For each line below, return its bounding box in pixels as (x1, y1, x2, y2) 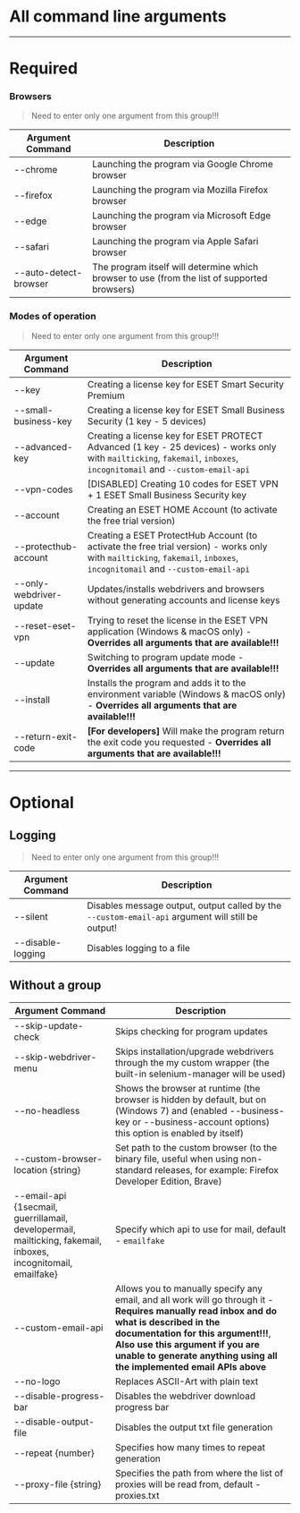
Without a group (9, 978, 102, 993)
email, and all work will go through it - (114, 1293, 274, 1305)
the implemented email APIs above (114, 1360, 267, 1373)
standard (114, 1163, 154, 1176)
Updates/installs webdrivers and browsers (87, 582, 265, 595)
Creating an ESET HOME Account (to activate (87, 503, 279, 515)
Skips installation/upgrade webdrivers (114, 1045, 274, 1058)
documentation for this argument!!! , (114, 1327, 271, 1339)
